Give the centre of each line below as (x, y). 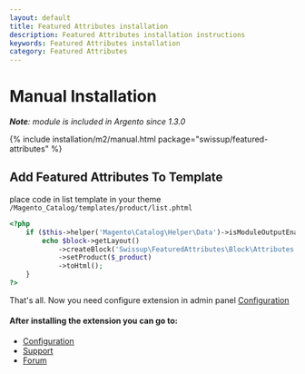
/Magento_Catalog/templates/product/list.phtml (101, 208)
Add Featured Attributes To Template (116, 177)
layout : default (40, 18)
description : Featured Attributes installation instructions (128, 34)
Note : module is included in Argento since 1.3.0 (98, 122)
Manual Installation (83, 97)
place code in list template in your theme (85, 199)
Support (38, 351)
